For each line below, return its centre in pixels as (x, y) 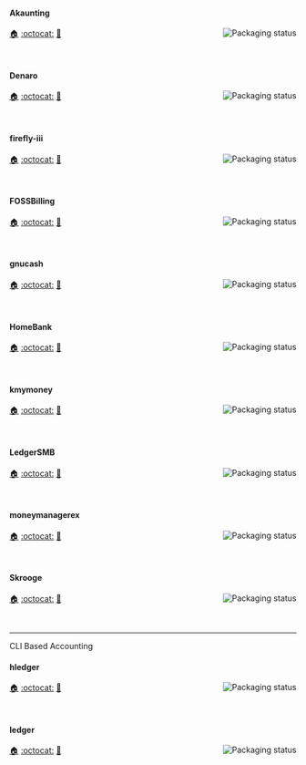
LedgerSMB (32, 452)
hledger (25, 667)
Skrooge (26, 578)
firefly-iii (26, 138)
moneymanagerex (45, 515)
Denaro (24, 75)
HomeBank (31, 326)
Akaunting (30, 13)
